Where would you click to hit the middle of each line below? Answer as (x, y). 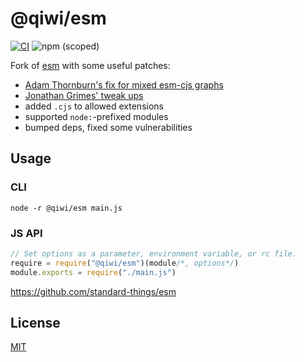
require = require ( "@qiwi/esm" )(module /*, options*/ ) (125, 263)
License (35, 322)
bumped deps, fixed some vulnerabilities (108, 127)
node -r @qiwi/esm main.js (66, 208)
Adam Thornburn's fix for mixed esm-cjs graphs (124, 84)
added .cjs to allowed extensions (94, 106)
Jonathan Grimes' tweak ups (84, 95)
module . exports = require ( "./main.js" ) (93, 272)
